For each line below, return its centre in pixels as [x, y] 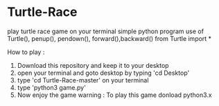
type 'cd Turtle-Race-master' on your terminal [83, 80]
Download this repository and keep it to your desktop [93, 65]
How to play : [26, 52]
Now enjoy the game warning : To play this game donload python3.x [115, 95]
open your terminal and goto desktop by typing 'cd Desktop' [103, 73]
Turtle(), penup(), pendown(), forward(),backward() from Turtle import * [109, 38]
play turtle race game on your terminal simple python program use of [106, 31]
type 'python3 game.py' [52, 87]
